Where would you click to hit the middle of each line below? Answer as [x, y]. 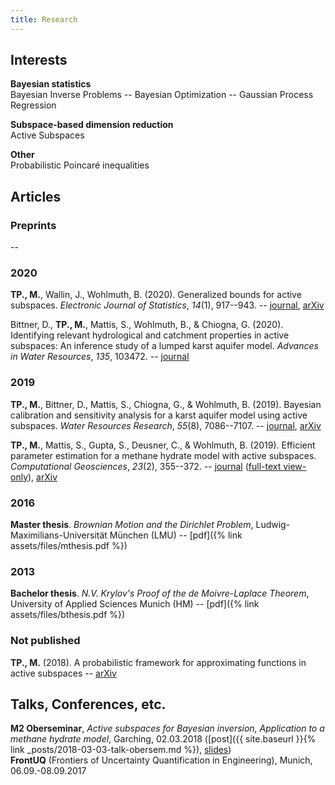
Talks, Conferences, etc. [88, 704]
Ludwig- [273, 525]
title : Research [44, 19]
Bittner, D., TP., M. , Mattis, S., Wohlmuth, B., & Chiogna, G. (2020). [147, 325]
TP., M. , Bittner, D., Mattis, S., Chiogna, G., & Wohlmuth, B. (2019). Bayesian [166, 404]
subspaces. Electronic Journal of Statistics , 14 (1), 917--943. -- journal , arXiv [167, 305]
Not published [45, 641]
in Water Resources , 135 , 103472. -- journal [100, 357]
